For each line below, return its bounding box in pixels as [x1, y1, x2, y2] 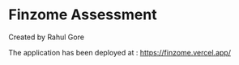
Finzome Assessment [8, 6, 157, 24]
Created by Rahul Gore [8, 32, 85, 42]
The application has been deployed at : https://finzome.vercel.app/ [8, 47, 231, 57]
